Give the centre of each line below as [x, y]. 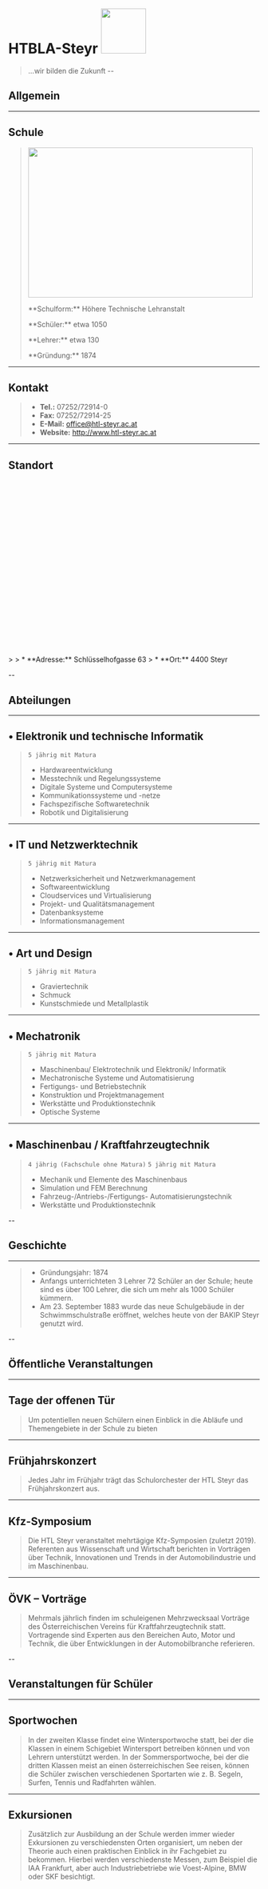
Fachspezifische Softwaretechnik [95, 803]
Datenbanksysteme [71, 912]
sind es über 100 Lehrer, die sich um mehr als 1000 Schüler [137, 1289]
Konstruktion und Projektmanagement [102, 1095]
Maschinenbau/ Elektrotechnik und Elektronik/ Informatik [133, 1070]
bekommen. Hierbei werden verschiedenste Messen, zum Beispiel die [142, 1859]
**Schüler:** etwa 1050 [67, 324]
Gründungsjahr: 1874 [74, 1272]
